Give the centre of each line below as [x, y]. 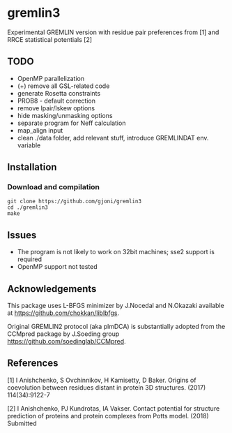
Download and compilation [53, 187]
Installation [32, 167]
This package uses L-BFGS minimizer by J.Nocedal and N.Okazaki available [116, 306]
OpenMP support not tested [57, 267]
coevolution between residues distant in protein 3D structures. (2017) [107, 387]
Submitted [22, 423]
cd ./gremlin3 [28, 207]
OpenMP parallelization [51, 78]
